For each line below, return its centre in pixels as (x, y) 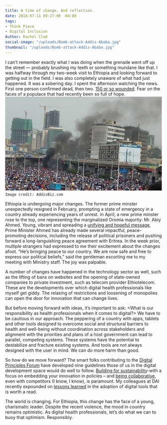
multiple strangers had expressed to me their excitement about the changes (83, 246)
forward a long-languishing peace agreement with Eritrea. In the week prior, (83, 241)
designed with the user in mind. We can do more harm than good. (72, 350)
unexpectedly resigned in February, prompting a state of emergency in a (79, 209)
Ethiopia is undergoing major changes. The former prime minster (71, 204)
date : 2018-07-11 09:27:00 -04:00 (41, 16)
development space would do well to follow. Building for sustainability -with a (83, 370)
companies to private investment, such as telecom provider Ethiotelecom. (80, 282)
